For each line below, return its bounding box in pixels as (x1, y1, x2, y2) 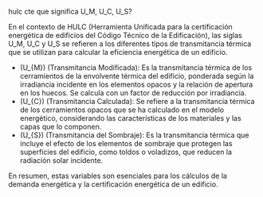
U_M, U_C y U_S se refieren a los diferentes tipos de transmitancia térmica (8, 39, 252, 48)
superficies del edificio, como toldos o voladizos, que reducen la (19, 147, 233, 156)
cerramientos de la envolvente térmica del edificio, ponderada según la (19, 71, 254, 80)
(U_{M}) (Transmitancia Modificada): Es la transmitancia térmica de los (19, 63, 253, 72)
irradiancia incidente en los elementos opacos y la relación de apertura (19, 79, 253, 89)
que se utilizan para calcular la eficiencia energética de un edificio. (8, 48, 228, 56)
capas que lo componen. (19, 122, 102, 131)
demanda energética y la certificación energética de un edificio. (8, 180, 218, 189)
